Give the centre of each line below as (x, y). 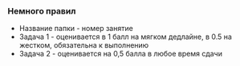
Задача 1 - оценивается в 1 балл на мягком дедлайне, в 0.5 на (125, 37)
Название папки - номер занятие (76, 29)
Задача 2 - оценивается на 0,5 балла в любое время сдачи (120, 54)
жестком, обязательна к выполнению (84, 45)
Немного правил (42, 11)
